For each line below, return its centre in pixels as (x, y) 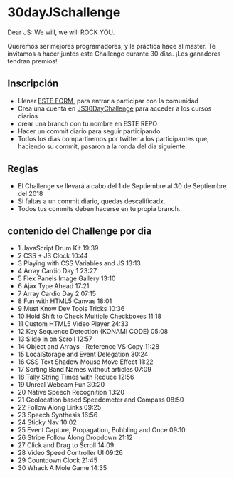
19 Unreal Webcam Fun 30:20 (61, 385)
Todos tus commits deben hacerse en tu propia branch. (99, 208)
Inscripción (33, 84)
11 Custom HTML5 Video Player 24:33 (73, 324)
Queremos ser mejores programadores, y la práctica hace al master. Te (111, 46)
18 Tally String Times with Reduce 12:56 (76, 377)
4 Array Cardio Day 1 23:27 (57, 271)
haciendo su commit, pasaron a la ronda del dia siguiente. (102, 146)
